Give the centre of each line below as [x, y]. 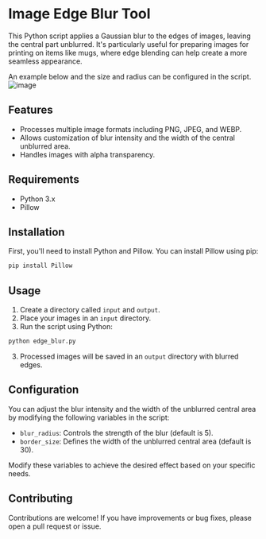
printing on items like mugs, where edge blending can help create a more [128, 52]
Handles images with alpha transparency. [87, 154]
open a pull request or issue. [55, 526]
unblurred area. [45, 146]
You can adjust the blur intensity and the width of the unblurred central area [132, 409]
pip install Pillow [40, 266]
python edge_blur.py [42, 341]
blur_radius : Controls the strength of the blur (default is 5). [116, 432]
